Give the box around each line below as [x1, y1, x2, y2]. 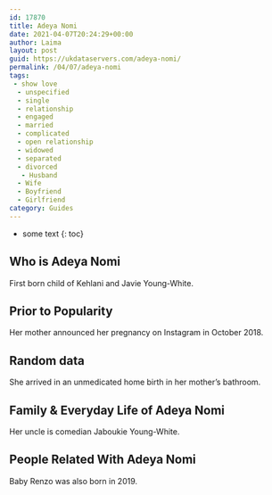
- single [17, 95, 50, 105]
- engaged [17, 112, 54, 121]
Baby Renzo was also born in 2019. [9, 475, 138, 486]
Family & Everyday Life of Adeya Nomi [9, 402, 226, 417]
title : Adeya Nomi [9, 21, 78, 30]
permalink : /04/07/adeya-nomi [9, 63, 122, 72]
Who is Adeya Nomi [9, 254, 121, 269]
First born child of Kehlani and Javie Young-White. [9, 277, 194, 288]
